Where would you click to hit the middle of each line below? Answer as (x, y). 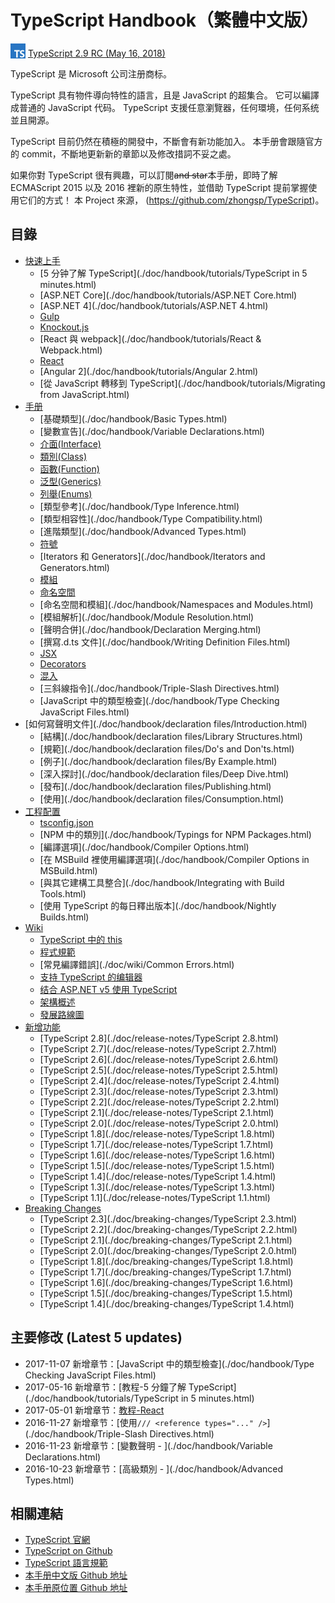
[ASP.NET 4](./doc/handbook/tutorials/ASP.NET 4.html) (154, 305)
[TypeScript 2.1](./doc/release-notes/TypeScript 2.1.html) (157, 1112)
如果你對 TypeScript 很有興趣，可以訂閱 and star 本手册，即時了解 (144, 175)
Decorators (63, 663)
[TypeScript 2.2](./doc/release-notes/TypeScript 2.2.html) (159, 1102)
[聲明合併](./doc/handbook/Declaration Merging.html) (150, 629)
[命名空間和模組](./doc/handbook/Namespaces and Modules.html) (176, 604)
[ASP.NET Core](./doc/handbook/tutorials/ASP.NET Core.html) (168, 295)
